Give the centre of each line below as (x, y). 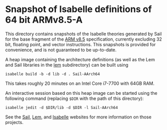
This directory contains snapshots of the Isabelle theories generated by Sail (83, 34)
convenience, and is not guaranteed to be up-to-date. (61, 50)
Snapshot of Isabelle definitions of (78, 9)
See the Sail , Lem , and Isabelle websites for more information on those (78, 117)
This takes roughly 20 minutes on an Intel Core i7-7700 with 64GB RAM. (80, 83)
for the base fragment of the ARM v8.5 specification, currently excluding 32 (84, 39)
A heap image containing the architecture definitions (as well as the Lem (80, 59)
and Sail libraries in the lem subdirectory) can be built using (67, 65)
